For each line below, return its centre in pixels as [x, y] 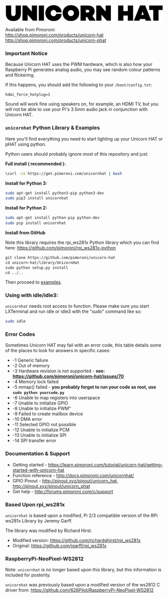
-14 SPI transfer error [34, 441]
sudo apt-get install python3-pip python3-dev [55, 193]
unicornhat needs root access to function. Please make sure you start [77, 306]
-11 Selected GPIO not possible [44, 425]
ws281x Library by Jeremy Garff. [39, 521]
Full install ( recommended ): [36, 164]
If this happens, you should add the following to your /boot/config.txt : [79, 85]
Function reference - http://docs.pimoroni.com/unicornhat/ [73, 475]
